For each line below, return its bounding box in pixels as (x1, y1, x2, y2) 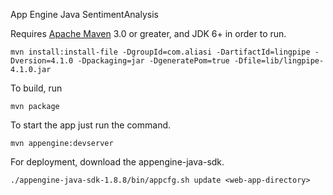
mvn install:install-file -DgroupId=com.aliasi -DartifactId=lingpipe (10, 47, 311, 57)
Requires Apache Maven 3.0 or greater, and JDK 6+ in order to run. (10, 28, 287, 39)
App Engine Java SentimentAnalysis (10, 9, 159, 20)
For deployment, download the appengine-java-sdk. (10, 156, 225, 168)
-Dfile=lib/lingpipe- (233, 56, 325, 66)
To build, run (10, 82, 63, 94)
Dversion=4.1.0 (10, 56, 74, 66)
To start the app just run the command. (10, 119, 172, 131)
